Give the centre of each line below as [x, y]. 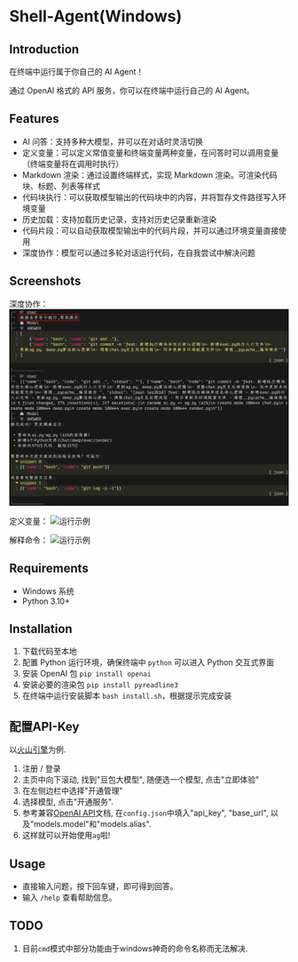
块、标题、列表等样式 [61, 186]
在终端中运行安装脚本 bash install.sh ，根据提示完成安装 [127, 696]
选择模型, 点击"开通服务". [67, 802]
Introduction [44, 49]
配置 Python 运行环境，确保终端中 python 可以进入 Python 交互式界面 [148, 662]
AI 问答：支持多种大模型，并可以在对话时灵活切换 [113, 141]
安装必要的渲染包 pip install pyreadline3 [100, 685]
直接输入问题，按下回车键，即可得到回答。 [100, 886]
